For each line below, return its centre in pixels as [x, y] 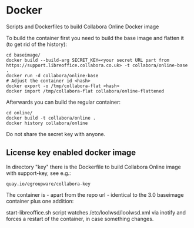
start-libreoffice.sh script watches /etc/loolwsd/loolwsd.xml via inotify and [96, 212]
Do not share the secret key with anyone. [56, 134]
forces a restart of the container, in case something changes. [80, 219]
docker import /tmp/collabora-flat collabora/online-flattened [85, 91]
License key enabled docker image [71, 153]
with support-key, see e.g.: [39, 173]
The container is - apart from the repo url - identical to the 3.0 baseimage [95, 194]
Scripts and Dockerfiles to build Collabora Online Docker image [83, 27]
